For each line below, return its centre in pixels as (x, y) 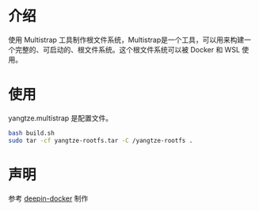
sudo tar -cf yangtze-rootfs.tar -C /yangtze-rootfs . (101, 140)
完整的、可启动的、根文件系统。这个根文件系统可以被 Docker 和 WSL (127, 49)
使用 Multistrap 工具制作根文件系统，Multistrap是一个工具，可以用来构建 (126, 40)
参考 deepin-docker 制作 (48, 198)
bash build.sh (32, 133)
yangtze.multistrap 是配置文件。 (61, 118)
